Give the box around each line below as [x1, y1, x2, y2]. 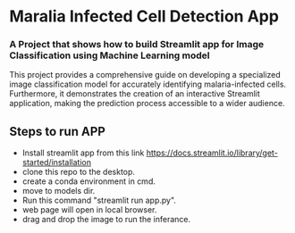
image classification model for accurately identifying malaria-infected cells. [9, 79, 287, 90]
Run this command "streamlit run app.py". [21, 195, 177, 206]
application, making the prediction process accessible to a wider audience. [9, 98, 285, 109]
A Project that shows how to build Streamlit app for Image [9, 38, 265, 51]
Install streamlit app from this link [21, 147, 145, 158]
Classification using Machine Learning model [9, 49, 210, 62]
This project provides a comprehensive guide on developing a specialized [9, 70, 282, 80]
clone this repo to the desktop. [21, 167, 136, 178]
